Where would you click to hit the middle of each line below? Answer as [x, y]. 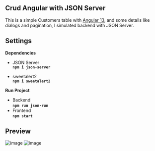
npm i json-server [31, 67]
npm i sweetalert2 [31, 81]
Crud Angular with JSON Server [55, 8]
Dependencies [21, 53]
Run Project [17, 90]
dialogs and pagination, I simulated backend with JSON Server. [70, 25]
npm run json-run [30, 105]
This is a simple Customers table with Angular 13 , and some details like [77, 20]
